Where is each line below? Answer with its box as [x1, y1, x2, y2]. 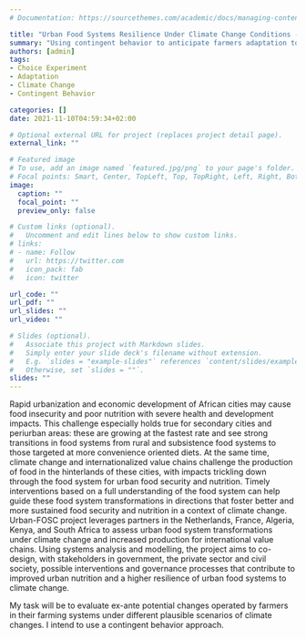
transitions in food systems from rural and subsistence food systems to [9, 438, 276, 449]
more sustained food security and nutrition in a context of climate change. [9, 505, 288, 516]
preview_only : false [17, 206, 96, 215]
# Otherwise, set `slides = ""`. [9, 365, 145, 374]
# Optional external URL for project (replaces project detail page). [9, 130, 283, 139]
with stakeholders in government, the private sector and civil [39, 553, 267, 564]
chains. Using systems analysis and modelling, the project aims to [9, 543, 257, 555]
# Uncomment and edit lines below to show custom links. [9, 231, 239, 240]
